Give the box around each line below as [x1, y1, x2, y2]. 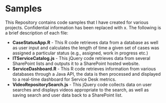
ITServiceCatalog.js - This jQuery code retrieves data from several [12, 55, 151, 61]
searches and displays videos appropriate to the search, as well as [12, 87, 149, 93]
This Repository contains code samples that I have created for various [5, 19, 149, 25]
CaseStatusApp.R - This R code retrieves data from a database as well [12, 39, 159, 45]
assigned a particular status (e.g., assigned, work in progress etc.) [12, 50, 148, 56]
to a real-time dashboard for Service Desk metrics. [12, 76, 117, 82]
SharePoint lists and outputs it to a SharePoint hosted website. [12, 60, 140, 66]
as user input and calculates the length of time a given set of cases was [12, 45, 160, 51]
